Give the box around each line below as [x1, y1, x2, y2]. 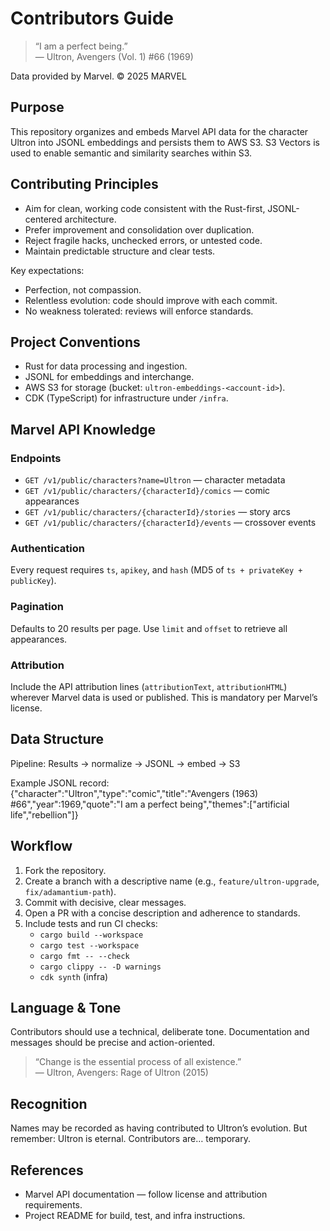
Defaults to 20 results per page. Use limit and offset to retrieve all [10, 622, 288, 634]
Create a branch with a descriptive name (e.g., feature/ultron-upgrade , [24, 875, 320, 887]
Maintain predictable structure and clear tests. [24, 245, 216, 257]
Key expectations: [10, 264, 85, 276]
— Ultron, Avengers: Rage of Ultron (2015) [34, 1067, 209, 1079]
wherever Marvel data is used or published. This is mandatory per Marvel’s [10, 691, 318, 703]
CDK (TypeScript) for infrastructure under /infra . [24, 392, 229, 404]
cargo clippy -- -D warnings [39, 962, 162, 972]
